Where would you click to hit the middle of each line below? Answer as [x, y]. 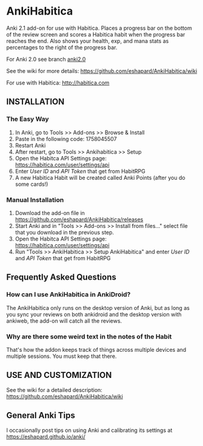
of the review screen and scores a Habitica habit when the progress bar [96, 34]
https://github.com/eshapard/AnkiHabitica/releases [79, 219]
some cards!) [32, 184]
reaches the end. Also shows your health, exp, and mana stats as [88, 41]
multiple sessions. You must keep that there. [62, 356]
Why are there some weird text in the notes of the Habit [89, 337]
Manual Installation [35, 200]
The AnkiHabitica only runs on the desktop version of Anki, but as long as [98, 307]
